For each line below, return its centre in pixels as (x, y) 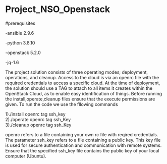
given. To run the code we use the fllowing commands (62, 104)
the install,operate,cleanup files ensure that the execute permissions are (80, 99)
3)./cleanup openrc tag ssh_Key (38, 125)
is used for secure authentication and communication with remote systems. (83, 145)
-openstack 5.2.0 (23, 52)
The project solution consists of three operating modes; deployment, (76, 72)
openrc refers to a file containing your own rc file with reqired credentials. (82, 134)
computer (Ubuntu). (26, 156)
